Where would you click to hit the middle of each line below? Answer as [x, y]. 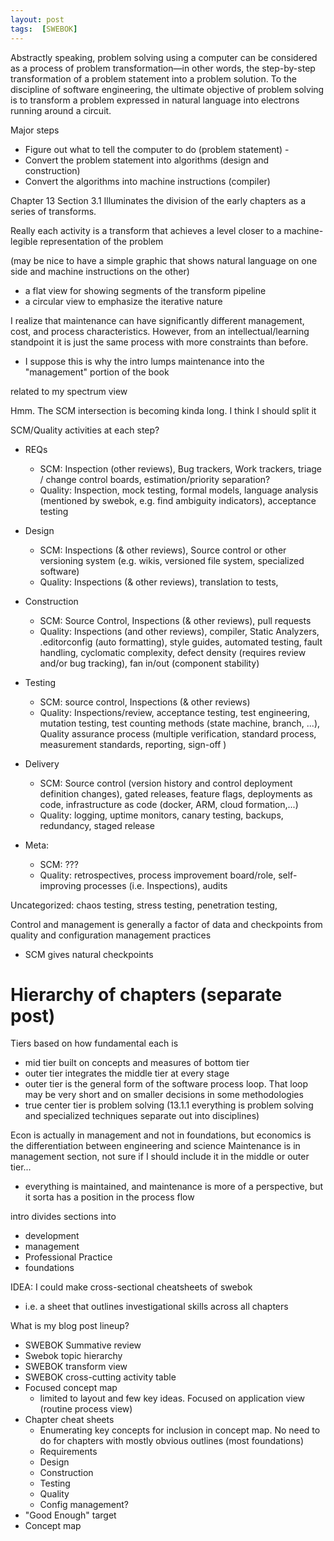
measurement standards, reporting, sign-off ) [133, 744]
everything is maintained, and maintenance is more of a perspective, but [174, 1187]
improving [60, 885]
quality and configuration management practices [111, 935]
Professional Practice [68, 1257]
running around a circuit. [61, 110]
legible [24, 241]
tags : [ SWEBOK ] [44, 29]
